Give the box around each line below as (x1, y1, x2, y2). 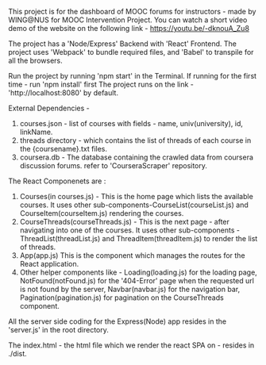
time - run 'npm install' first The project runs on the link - (8, 79, 195, 89)
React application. (19, 259, 79, 268)
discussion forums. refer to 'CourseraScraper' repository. (19, 161, 208, 170)
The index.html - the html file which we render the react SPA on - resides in (8, 340, 255, 350)
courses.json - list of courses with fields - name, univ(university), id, (19, 119, 244, 128)
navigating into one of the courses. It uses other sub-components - (19, 225, 241, 235)
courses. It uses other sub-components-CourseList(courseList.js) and (19, 200, 249, 209)
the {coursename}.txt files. (19, 144, 108, 153)
